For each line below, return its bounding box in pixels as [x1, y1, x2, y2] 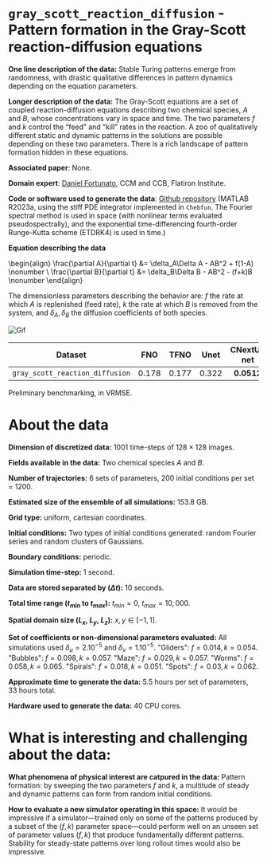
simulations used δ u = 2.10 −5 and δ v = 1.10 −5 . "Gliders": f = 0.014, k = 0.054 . [8, 642, 258, 654]
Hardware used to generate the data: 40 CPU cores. [8, 701, 183, 710]
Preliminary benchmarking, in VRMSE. [8, 387, 133, 398]
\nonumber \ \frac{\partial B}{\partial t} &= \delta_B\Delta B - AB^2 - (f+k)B [8, 267, 253, 277]
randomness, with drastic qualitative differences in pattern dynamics [8, 73, 233, 82]
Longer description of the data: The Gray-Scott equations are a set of [8, 96, 238, 106]
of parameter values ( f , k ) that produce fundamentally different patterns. [8, 830, 245, 839]
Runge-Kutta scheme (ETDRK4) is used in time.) [8, 227, 166, 237]
